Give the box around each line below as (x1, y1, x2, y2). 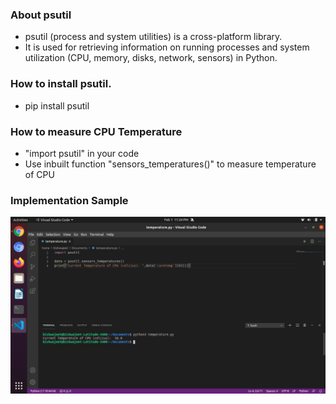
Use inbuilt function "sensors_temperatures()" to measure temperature (24, 158, 317, 170)
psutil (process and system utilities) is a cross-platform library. (24, 31, 283, 43)
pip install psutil (24, 99, 90, 112)
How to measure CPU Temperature (10, 124, 183, 138)
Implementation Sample (10, 193, 129, 207)
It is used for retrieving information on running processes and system (24, 41, 310, 53)
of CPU (24, 168, 55, 180)
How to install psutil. (10, 77, 112, 91)
